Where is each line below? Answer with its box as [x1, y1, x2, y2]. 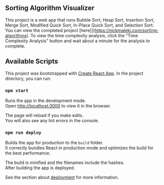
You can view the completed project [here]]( [5, 27, 95, 33]
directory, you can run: [5, 76, 51, 81]
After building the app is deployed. [5, 165, 75, 171]
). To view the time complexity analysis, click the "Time [26, 32, 138, 38]
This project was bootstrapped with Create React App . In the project [5, 70, 144, 76]
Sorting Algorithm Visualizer [5, 4, 95, 12]
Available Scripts [5, 57, 58, 66]
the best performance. [5, 150, 51, 156]
